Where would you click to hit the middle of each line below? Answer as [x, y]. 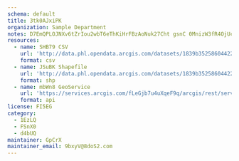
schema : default [31, 14]
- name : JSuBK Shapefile [51, 67]
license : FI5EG [30, 107]
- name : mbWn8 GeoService [52, 87]
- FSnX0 [25, 126]
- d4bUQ [25, 133]
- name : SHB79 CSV [41, 47]
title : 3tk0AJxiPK [34, 21]
